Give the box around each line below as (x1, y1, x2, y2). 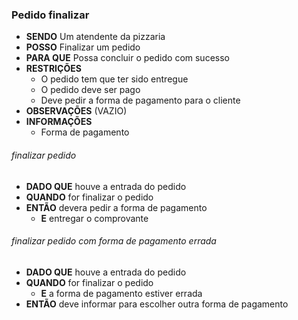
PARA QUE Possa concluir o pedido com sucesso (25, 52, 230, 64)
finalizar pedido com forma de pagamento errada (11, 235, 217, 247)
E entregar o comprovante (40, 212, 149, 224)
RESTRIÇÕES (25, 63, 82, 75)
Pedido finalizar (11, 8, 90, 22)
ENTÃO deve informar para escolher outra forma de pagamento (25, 298, 289, 310)
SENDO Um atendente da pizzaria (25, 31, 166, 43)
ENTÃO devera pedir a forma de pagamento (25, 201, 208, 213)
